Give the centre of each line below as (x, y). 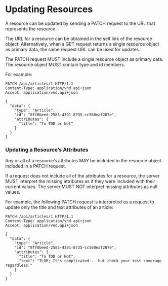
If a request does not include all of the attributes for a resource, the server (82, 176)
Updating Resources (49, 9)
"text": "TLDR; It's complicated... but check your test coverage (90, 261)
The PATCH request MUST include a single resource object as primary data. (84, 59)
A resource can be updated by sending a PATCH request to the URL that (80, 23)
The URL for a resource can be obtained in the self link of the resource (79, 39)
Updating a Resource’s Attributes (47, 150)
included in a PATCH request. (36, 166)
